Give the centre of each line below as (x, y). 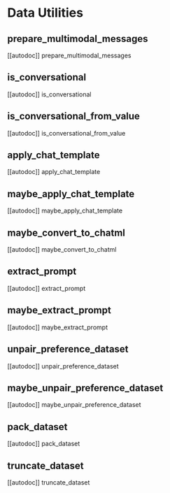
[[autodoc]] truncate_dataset (49, 482)
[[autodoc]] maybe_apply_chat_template (65, 210)
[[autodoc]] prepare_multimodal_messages (69, 55)
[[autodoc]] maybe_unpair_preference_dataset (74, 405)
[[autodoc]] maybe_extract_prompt (58, 327)
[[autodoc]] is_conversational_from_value (66, 133)
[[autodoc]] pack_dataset (44, 444)
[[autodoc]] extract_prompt (47, 288)
